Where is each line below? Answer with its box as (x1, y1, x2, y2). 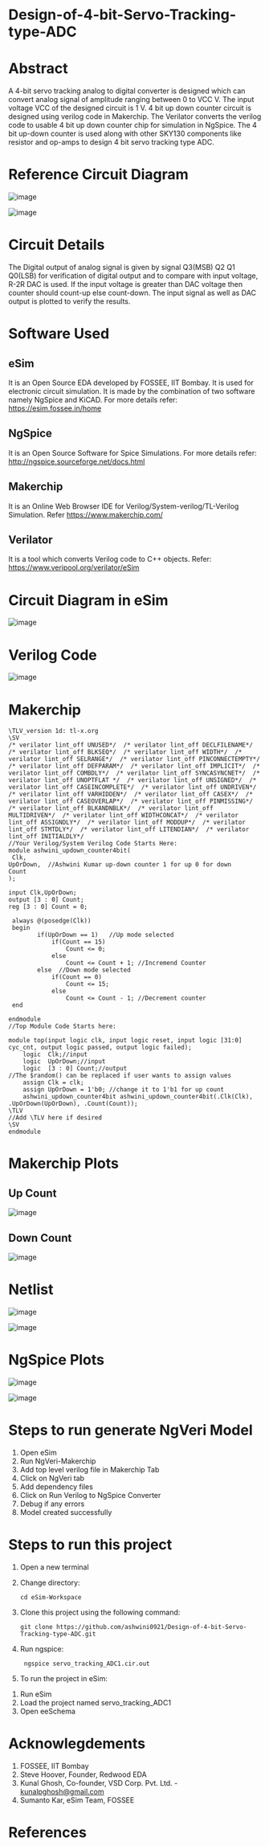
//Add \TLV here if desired (8, 1114, 103, 1122)
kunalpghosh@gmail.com (19, 1787, 104, 1796)
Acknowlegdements (8, 1734, 146, 1753)
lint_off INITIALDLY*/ (8, 833, 84, 841)
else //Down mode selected (37, 966, 131, 974)
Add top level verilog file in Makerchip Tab (19, 1464, 160, 1474)
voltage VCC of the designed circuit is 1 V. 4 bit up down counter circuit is (8, 103, 251, 113)
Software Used (8, 325, 110, 343)
